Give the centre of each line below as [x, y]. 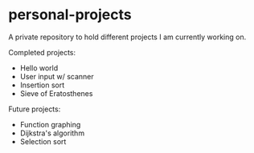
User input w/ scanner [57, 76]
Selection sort [43, 141]
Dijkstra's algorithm [52, 133]
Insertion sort [42, 85]
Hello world [39, 68]
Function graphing [50, 124]
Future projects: [35, 109]
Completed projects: [42, 52]
